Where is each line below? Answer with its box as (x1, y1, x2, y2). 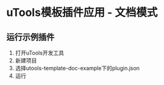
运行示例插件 (6, 32, 55, 42)
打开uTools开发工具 (15, 50, 64, 56)
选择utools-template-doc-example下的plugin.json (15, 65, 140, 72)
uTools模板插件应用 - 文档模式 (6, 6, 158, 20)
